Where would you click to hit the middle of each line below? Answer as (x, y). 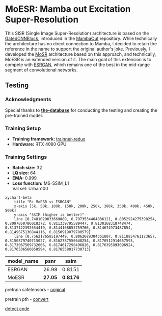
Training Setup (23, 128)
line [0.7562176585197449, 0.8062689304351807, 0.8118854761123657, (85, 237)
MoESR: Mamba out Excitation (68, 9)
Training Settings (26, 157)
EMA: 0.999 (24, 178)
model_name (23, 261)
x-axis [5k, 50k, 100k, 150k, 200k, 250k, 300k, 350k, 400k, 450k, (84, 206)
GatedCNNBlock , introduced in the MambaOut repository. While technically (81, 38)
